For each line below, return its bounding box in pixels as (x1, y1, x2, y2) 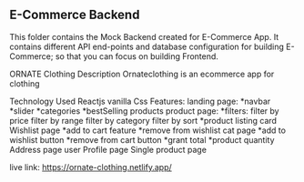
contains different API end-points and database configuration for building (9, 41, 285, 52)
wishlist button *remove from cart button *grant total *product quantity (9, 134, 275, 145)
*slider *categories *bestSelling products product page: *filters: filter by (9, 105, 279, 116)
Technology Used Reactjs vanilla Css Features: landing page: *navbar (9, 96, 271, 106)
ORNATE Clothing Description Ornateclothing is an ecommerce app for (9, 68, 275, 79)
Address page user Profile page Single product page (9, 144, 208, 155)
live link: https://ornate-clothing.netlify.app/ (9, 161, 173, 172)
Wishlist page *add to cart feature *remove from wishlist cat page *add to (9, 125, 287, 136)
